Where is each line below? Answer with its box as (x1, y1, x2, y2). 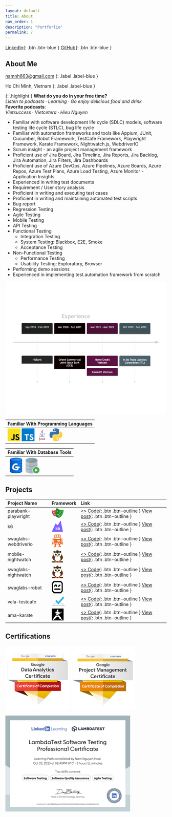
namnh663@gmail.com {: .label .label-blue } (5, 73, 99, 79)
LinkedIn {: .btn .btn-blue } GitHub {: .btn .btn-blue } (5, 45, 112, 51)
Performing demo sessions (12, 266, 70, 272)
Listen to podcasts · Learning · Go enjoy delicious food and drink (5, 98, 142, 104)
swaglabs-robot (7, 584, 42, 591)
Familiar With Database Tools (7, 449, 72, 455)
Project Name (7, 500, 37, 507)
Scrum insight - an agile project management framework (12, 146, 132, 152)
